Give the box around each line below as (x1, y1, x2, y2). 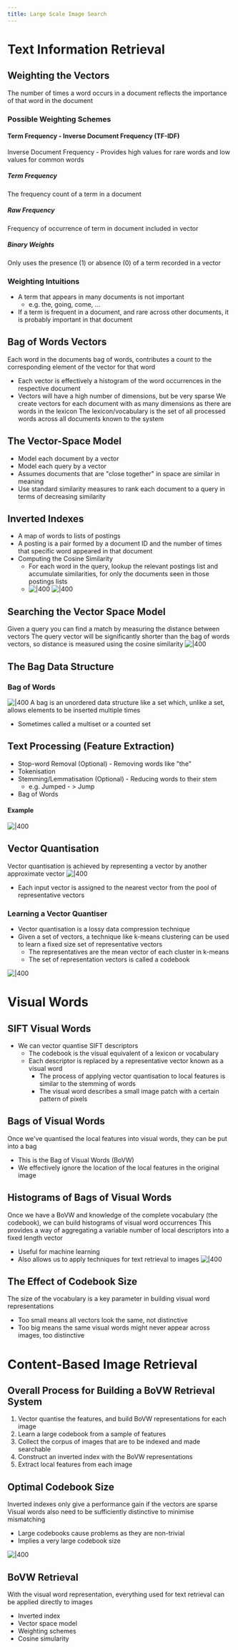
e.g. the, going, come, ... (28, 300, 101, 308)
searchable (17, 1445, 51, 1453)
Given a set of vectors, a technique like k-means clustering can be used (17, 932, 229, 941)
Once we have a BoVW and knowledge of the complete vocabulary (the (7, 1210, 218, 1219)
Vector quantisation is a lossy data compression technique (17, 925, 191, 934)
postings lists (28, 577, 68, 586)
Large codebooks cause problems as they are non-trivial (17, 1529, 185, 1538)
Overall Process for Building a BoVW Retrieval (7, 1385, 216, 1397)
